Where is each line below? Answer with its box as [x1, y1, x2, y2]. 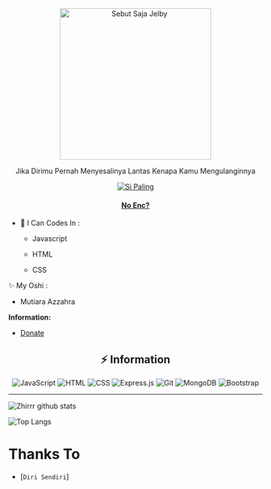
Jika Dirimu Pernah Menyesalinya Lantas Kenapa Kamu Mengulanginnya [15, 166, 256, 176]
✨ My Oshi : [8, 281, 48, 290]
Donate [19, 328, 45, 338]
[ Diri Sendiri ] [19, 471, 69, 481]
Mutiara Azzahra [19, 297, 76, 307]
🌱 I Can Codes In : [19, 218, 81, 228]
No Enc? [121, 200, 150, 210]
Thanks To [8, 445, 81, 463]
